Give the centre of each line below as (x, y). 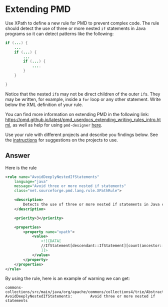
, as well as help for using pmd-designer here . (56, 125)
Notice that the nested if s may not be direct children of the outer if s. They (83, 94)
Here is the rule (21, 167)
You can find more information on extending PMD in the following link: (77, 114)
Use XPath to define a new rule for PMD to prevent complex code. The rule (82, 23)
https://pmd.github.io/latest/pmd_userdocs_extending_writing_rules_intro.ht (83, 119)
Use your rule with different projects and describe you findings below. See (82, 134)
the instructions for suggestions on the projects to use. (62, 140)
